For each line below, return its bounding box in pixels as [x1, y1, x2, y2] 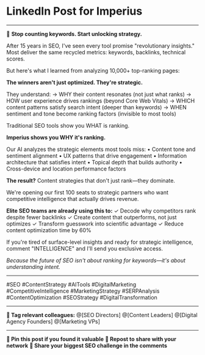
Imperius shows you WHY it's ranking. [6, 133, 106, 141]
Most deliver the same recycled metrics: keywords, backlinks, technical [6, 48, 186, 56]
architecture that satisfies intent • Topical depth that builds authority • [6, 158, 183, 166]
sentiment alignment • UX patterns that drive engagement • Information [6, 152, 187, 159]
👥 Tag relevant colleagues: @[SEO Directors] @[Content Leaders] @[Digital [6, 311, 198, 318]
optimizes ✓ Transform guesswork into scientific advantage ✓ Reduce [6, 220, 184, 227]
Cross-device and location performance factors [6, 165, 126, 172]
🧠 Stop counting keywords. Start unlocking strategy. [6, 30, 142, 37]
